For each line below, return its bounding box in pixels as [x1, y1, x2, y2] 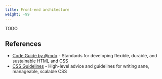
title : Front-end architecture [5, 7, 70, 12]
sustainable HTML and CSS [12, 58, 68, 64]
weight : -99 [5, 12, 30, 17]
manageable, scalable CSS [12, 69, 67, 75]
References [5, 39, 41, 48]
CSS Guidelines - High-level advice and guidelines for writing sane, [12, 63, 150, 69]
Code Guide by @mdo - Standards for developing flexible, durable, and [12, 53, 157, 59]
